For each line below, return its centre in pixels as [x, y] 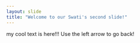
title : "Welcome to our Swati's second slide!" [67, 17]
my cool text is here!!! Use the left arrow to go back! [70, 34]
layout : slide [24, 11]
